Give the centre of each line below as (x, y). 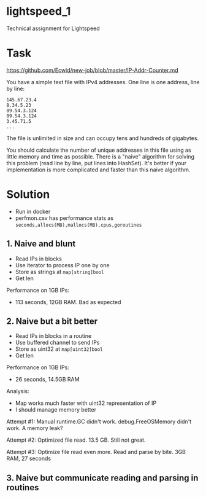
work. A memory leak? (35, 428)
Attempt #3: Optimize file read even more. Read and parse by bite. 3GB (96, 452)
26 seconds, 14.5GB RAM (47, 380)
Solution (28, 194)
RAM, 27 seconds (29, 458)
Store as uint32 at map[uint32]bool (59, 349)
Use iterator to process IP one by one (62, 265)
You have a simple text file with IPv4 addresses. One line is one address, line (103, 82)
